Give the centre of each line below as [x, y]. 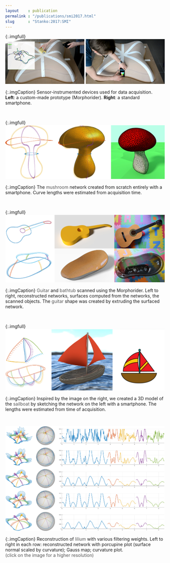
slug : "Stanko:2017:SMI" [38, 21]
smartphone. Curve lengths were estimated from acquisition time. [74, 193]
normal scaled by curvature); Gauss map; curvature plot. [64, 550]
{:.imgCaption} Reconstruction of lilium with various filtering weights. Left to [84, 539]
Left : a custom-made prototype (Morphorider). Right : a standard [73, 97]
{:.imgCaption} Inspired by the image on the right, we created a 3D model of [84, 399]
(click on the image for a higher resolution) [50, 555]
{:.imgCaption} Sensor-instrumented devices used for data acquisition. [79, 92]
